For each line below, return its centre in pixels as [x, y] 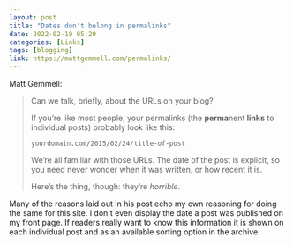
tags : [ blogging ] [41, 50]
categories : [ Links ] [47, 42]
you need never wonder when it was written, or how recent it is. [146, 169]
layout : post [33, 17]
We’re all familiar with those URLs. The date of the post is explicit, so [155, 160]
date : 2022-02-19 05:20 [53, 34]
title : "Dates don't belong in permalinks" [90, 26]
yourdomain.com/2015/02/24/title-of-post [108, 143]
